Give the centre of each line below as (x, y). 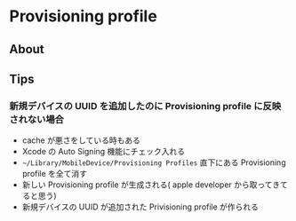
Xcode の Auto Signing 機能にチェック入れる (104, 152)
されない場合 (37, 119)
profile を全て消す (54, 174)
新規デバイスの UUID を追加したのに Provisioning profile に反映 (145, 106)
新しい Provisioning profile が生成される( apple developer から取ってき (151, 185)
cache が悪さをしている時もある (81, 140)
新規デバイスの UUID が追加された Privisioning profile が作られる (140, 207)
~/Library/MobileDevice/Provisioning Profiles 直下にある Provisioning (154, 162)
